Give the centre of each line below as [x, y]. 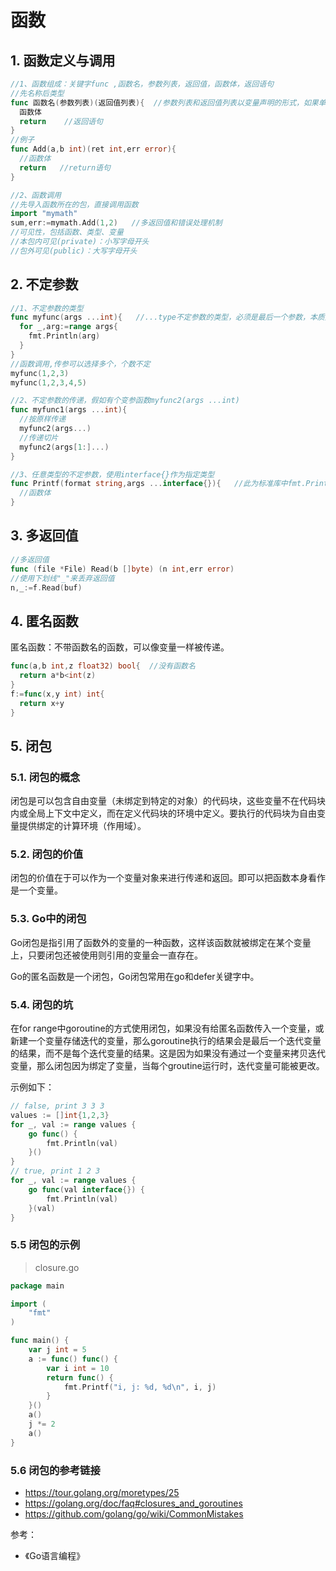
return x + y [42, 703]
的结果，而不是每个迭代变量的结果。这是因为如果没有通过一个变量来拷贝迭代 [168, 1053]
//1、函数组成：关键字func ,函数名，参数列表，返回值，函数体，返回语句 [142, 84]
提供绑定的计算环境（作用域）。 [82, 826]
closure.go [57, 1267]
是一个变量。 [36, 890]
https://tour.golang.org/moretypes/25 [102, 1492]
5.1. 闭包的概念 [45, 777]
